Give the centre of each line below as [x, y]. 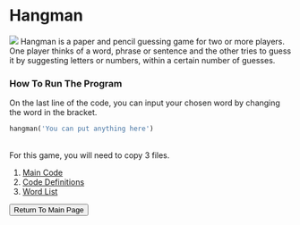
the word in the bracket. [53, 112]
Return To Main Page [49, 210]
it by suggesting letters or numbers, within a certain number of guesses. [142, 60]
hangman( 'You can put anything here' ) [81, 129]
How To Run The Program [66, 83]
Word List [40, 192]
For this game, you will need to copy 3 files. [90, 155]
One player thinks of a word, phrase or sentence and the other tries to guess [150, 51]
